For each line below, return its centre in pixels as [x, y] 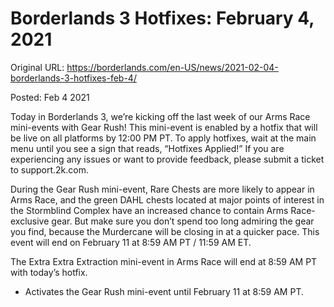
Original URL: [37, 67]
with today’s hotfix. [49, 272]
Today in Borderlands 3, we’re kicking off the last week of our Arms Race [160, 116]
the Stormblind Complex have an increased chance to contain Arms [149, 210]
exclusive [30, 221]
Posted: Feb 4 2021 [50, 97]
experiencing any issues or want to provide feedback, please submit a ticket [167, 159]
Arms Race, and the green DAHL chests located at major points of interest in [167, 199]
